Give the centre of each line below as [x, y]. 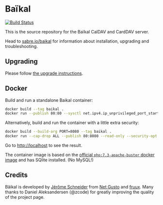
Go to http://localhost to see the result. [44, 145]
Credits [16, 175]
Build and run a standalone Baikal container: [49, 100]
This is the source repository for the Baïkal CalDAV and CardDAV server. [77, 32]
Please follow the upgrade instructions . [44, 73]
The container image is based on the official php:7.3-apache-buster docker [80, 155]
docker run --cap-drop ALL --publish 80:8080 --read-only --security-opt [81, 136]
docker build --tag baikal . [34, 109]
